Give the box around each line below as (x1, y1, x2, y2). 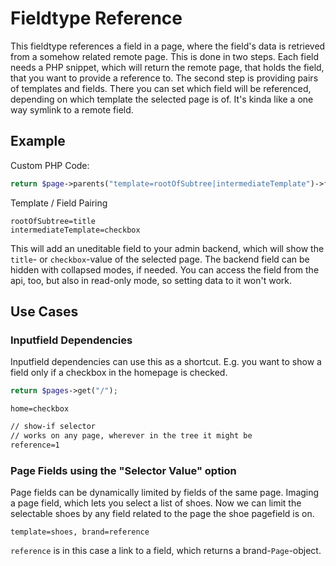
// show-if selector (10, 422, 97, 432)
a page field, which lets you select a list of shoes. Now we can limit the (10, 497, 302, 509)
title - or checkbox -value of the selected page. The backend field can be (10, 253, 310, 265)
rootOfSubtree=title (10, 216, 97, 226)
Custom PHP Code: (10, 159, 90, 171)
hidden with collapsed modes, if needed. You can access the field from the (10, 263, 320, 276)
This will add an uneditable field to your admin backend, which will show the (10, 242, 325, 254)
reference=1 (10, 440, 60, 450)
